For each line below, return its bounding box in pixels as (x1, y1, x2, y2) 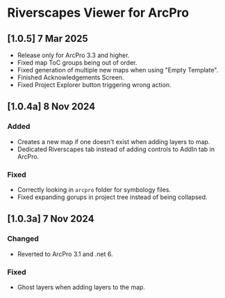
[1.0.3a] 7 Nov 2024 (7, 213, 94, 225)
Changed (7, 234, 40, 244)
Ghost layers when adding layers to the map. (17, 283, 146, 291)
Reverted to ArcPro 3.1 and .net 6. (17, 249, 113, 258)
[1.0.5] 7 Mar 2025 (7, 33, 88, 45)
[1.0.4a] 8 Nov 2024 (7, 101, 96, 113)
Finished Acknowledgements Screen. (17, 73, 124, 81)
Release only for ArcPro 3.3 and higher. (17, 51, 130, 59)
